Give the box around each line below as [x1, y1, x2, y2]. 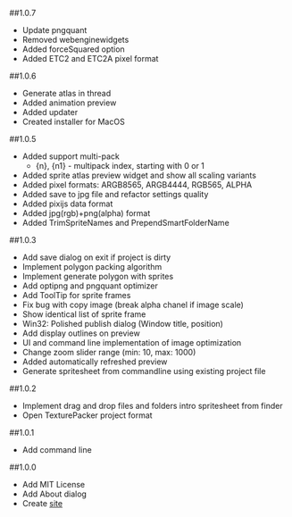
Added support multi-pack [21, 151, 121, 162]
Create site [21, 498, 63, 508]
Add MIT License [21, 479, 86, 489]
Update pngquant [21, 25, 88, 35]
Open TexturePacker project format [21, 410, 154, 421]
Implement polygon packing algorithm [21, 262, 163, 271]
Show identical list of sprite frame [21, 309, 146, 320]
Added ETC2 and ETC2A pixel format [21, 54, 159, 63]
